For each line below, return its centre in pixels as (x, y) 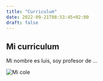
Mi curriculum (33, 46)
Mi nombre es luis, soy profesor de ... (52, 61)
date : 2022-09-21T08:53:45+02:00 (48, 17)
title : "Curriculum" (32, 12)
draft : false (22, 22)
